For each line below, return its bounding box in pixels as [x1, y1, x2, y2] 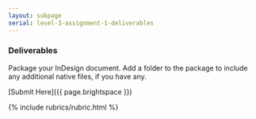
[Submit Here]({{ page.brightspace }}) [8, 86, 132, 96]
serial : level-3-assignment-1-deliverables [8, 19, 155, 27]
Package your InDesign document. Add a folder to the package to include [8, 63, 248, 72]
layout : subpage [8, 11, 62, 20]
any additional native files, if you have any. [8, 71, 147, 81]
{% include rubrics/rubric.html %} [8, 102, 119, 112]
